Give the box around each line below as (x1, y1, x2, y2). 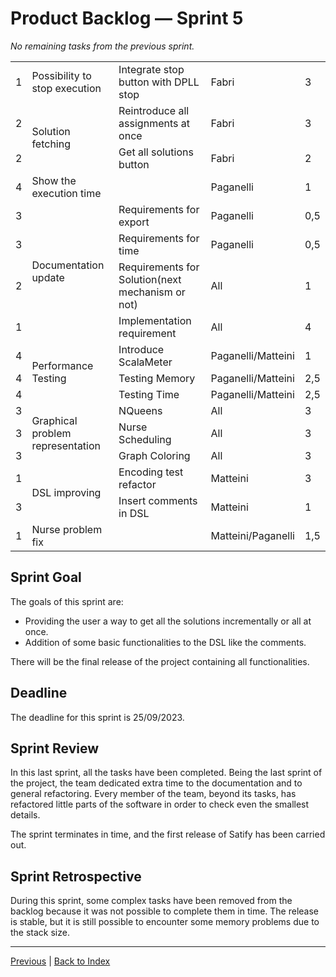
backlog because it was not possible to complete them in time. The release (10, 905, 320, 917)
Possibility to (31, 68, 92, 82)
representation (31, 438, 102, 452)
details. (10, 809, 41, 821)
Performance (31, 358, 94, 372)
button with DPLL (118, 75, 200, 89)
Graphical (31, 413, 78, 427)
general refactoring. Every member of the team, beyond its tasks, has (10, 788, 297, 800)
